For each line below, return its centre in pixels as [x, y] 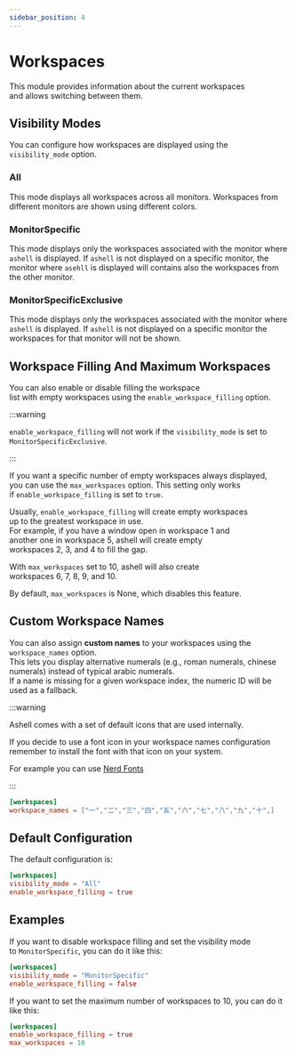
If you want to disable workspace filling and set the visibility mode [130, 941]
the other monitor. [42, 277]
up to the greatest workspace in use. [76, 521]
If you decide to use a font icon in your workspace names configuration [140, 742]
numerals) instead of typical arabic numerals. [92, 671]
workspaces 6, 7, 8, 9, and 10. [64, 576]
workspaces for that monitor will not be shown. [96, 338]
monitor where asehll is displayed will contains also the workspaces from [144, 267]
